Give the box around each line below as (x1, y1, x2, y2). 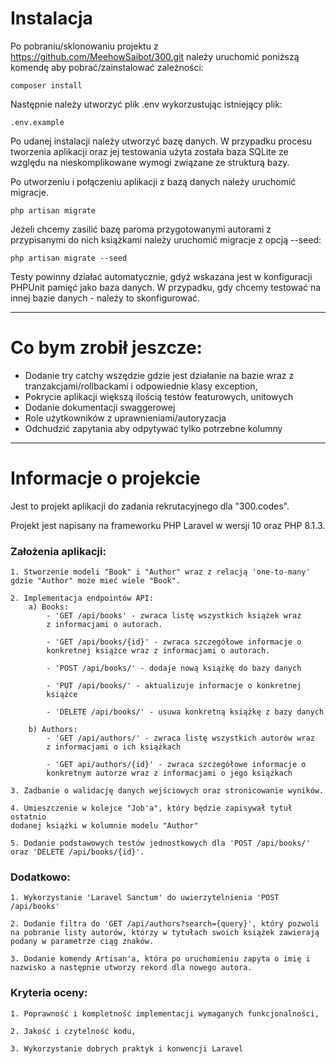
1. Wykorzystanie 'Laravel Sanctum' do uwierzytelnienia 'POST (10, 893, 280, 903)
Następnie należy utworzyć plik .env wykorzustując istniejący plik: (10, 98, 283, 110)
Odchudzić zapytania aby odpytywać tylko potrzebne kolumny (24, 422, 283, 434)
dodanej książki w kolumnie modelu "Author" (10, 821, 199, 831)
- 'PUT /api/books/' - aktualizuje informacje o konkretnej (46, 681, 302, 691)
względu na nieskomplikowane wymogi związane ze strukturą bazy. (10, 156, 290, 168)
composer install (10, 80, 83, 91)
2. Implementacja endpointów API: (10, 593, 155, 604)
